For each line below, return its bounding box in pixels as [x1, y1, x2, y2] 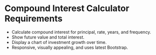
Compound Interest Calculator [4, 3, 130, 14]
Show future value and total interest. [11, 34, 85, 40]
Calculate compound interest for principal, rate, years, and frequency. [11, 29, 152, 35]
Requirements [4, 13, 63, 24]
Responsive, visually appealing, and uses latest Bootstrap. [11, 44, 128, 50]
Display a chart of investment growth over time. [11, 39, 107, 45]
